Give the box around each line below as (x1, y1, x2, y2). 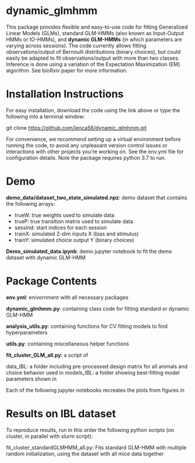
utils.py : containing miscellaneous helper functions (6, 340, 129, 347)
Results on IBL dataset (6, 407, 116, 420)
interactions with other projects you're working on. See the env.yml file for (6, 148, 184, 155)
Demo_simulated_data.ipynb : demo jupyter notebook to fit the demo (6, 247, 172, 255)
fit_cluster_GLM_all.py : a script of (6, 351, 88, 358)
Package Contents (6, 275, 97, 288)
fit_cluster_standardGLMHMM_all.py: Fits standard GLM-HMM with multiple (6, 444, 187, 451)
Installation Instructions (6, 88, 124, 101)
